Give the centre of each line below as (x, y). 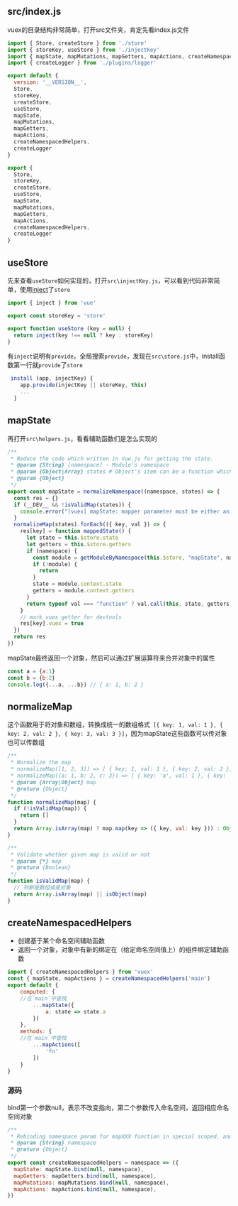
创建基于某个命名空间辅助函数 (61, 941)
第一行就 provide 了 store (48, 365)
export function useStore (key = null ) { (69, 328)
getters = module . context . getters (84, 591)
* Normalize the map (41, 763)
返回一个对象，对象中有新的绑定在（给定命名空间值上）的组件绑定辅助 (120, 950)
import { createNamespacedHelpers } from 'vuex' (80, 972)
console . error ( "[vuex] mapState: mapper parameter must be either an (125, 511)
